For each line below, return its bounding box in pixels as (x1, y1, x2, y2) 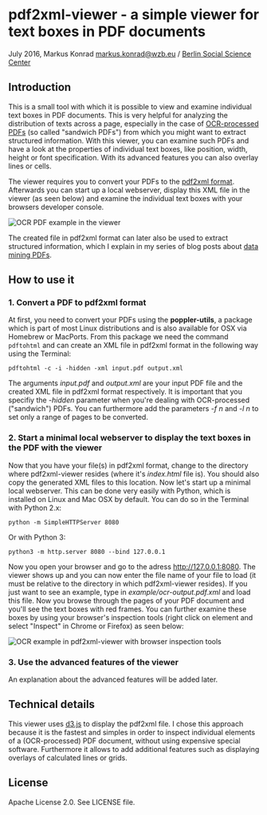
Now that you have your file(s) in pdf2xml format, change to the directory (8, 461, 249, 470)
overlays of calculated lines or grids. (8, 753, 128, 762)
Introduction (8, 81, 72, 94)
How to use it (8, 273, 75, 287)
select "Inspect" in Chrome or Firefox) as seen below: (8, 621, 185, 631)
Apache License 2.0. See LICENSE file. (8, 797, 135, 807)
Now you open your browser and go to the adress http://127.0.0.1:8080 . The (8, 561, 257, 572)
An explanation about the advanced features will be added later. (8, 675, 218, 684)
